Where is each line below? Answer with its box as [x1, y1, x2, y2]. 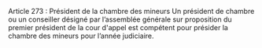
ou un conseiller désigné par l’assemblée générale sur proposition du [8, 15, 232, 24]
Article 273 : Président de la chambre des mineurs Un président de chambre [8, 7, 255, 15]
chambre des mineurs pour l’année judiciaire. [8, 31, 155, 40]
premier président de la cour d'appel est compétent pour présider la [8, 23, 228, 32]
